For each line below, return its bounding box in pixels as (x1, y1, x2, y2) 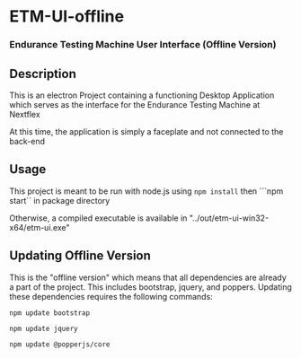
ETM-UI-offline (9, 6, 124, 27)
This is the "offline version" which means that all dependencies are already (9, 272, 288, 283)
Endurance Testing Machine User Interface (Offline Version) (9, 39, 277, 51)
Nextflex (9, 109, 40, 119)
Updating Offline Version (9, 249, 151, 264)
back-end (9, 135, 46, 146)
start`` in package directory (9, 195, 111, 205)
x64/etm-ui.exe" (9, 222, 70, 232)
